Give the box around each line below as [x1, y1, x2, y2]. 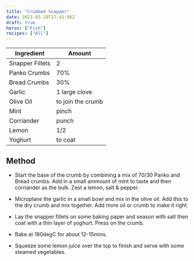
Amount [68, 49, 91, 58]
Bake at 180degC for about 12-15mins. [14, 230, 107, 237]
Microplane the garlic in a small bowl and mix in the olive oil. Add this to [14, 195, 189, 202]
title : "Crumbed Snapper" [6, 8, 70, 15]
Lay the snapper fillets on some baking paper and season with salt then [14, 213, 189, 220]
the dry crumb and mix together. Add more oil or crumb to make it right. [14, 201, 189, 209]
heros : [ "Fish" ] [6, 25, 46, 31]
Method [6, 156, 36, 166]
